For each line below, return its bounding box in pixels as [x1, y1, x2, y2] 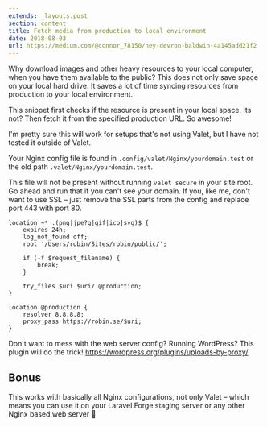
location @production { [8, 304, 88, 312]
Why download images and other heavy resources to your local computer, [8, 64, 253, 73]
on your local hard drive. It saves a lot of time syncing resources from [8, 81, 239, 91]
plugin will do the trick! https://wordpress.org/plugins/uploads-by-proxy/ [8, 347, 249, 357]
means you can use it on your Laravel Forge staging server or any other [8, 400, 245, 410]
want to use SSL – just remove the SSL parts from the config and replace [8, 195, 249, 205]
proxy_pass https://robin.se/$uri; [23, 317, 142, 326]
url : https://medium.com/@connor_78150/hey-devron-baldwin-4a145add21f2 [8, 42, 257, 50]
